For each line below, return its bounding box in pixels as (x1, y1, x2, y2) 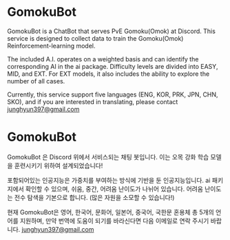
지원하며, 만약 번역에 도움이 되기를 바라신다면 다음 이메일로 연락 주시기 (19, 217, 209, 225)
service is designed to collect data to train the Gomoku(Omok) (7, 34, 184, 42)
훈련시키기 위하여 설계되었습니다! (14, 161, 103, 170)
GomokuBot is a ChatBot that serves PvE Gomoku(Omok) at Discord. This (7, 27, 216, 35)
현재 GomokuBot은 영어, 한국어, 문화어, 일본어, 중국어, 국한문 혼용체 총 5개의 (7, 208, 215, 216)
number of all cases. (7, 77, 65, 85)
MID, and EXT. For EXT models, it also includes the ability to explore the (7, 70, 210, 78)
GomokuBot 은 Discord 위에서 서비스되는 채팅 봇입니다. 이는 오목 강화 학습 (7, 152, 209, 161)
